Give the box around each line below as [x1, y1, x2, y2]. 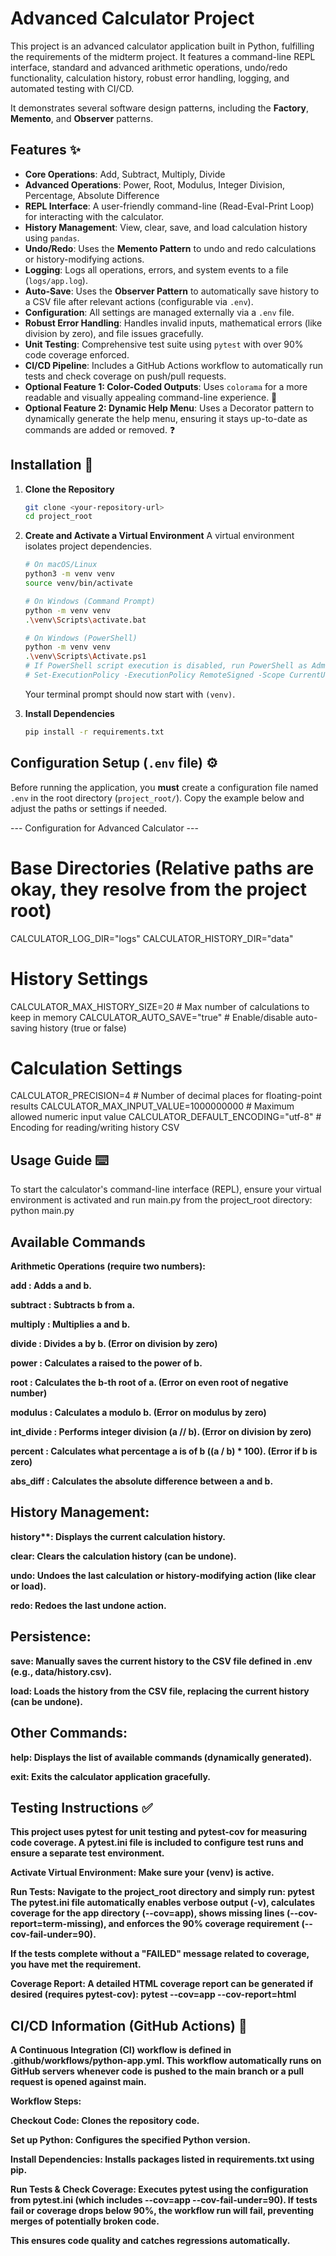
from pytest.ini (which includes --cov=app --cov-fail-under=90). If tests [10, 2194, 318, 2206]
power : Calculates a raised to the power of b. [10, 1357, 203, 1369]
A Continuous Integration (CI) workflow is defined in [10, 2044, 232, 2056]
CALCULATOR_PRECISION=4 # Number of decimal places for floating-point [10, 1090, 322, 1102]
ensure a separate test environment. [10, 1847, 165, 1859]
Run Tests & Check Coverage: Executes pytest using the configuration [10, 2183, 309, 2196]
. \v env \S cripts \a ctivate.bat [24, 615, 147, 625]
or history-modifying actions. [24, 253, 145, 265]
